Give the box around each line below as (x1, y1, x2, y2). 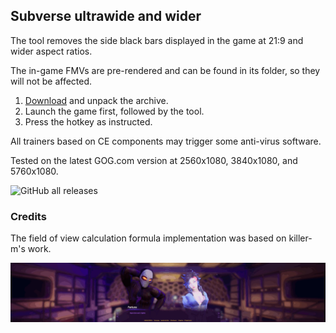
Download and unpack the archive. (24, 94, 169, 106)
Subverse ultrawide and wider (10, 8, 202, 25)
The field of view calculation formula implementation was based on (10, 232, 287, 244)
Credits (10, 209, 47, 223)
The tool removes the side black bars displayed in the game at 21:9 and (10, 34, 304, 46)
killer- (288, 232, 313, 244)
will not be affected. (10, 75, 93, 87)
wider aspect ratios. (10, 45, 93, 57)
